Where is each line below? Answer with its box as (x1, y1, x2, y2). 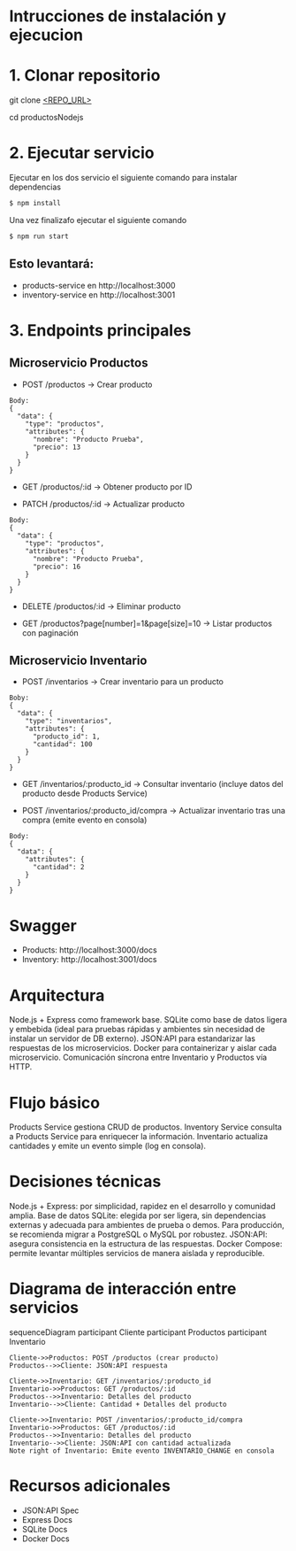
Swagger (9, 915, 77, 936)
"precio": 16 (32, 562, 81, 571)
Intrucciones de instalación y (9, 6, 227, 27)
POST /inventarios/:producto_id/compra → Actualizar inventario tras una (21, 806, 285, 816)
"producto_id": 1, (32, 732, 101, 741)
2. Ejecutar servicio (9, 143, 155, 163)
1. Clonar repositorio (9, 66, 161, 86)
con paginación (21, 627, 80, 638)
